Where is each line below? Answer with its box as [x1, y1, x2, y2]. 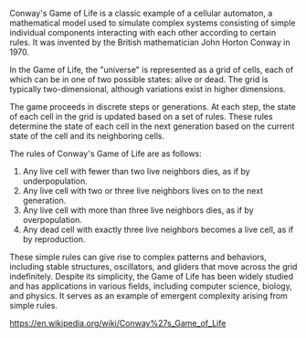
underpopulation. [22, 175, 89, 186]
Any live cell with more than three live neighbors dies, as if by [22, 205, 254, 216]
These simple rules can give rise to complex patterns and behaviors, [9, 251, 267, 262]
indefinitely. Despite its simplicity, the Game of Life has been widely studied [9, 271, 294, 281]
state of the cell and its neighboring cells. [9, 131, 165, 141]
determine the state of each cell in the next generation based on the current [9, 121, 295, 132]
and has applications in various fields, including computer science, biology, [9, 280, 292, 291]
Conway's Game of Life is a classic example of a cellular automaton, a [9, 8, 273, 18]
